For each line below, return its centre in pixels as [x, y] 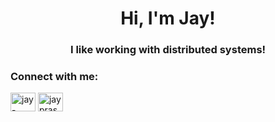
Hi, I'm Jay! [168, 18]
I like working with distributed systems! [168, 50]
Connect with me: [54, 77]
